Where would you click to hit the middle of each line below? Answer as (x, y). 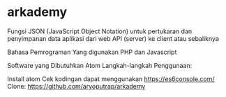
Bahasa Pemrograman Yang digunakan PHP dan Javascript (92, 52)
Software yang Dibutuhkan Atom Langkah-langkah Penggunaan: (100, 65)
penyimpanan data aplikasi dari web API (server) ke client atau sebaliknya (113, 38)
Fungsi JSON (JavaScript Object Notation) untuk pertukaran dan (100, 31)
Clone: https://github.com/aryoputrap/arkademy (76, 86)
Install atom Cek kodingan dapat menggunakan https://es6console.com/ (111, 79)
